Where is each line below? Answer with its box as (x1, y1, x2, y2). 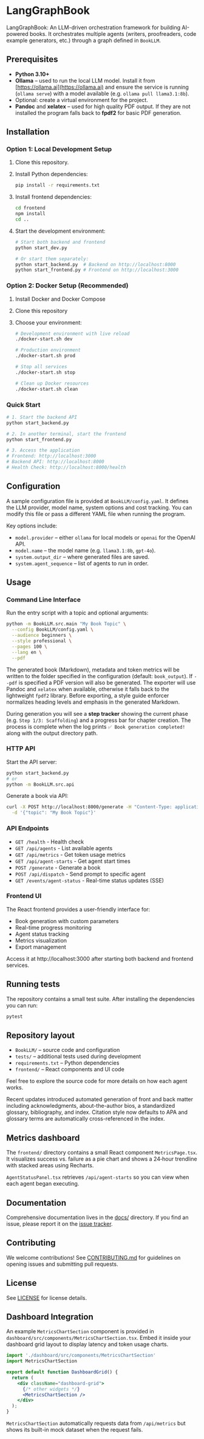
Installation (6, 127, 50, 137)
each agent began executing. (6, 1180, 80, 1187)
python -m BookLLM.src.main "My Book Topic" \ (6, 621, 126, 627)
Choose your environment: (15, 318, 82, 326)
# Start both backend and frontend (15, 239, 106, 245)
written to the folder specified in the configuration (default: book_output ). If (6, 672, 193, 679)
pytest (6, 1013, 23, 1020)
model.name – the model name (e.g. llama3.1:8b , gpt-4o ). (15, 546, 156, 554)
